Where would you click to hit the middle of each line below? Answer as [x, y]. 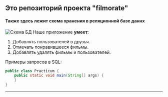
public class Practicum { [32, 71]
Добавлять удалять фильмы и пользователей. [61, 52]
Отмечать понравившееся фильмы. [50, 47]
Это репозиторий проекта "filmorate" [67, 8]
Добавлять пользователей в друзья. [51, 41]
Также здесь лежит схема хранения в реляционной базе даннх [75, 21]
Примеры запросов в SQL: [33, 62]
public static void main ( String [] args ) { [59, 76]
